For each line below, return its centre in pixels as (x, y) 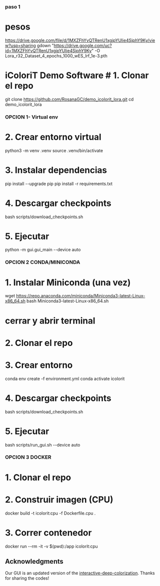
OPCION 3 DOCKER (28, 457)
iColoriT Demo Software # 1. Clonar (77, 76)
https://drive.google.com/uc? (83, 45)
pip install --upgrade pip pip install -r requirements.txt (59, 184)
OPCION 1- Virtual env (32, 117)
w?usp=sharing (21, 45)
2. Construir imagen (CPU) (59, 500)
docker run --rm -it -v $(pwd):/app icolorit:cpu (51, 546)
